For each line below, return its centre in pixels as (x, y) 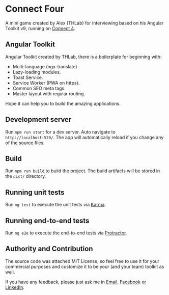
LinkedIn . (15, 287)
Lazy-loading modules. (37, 72)
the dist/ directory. (26, 176)
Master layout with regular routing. (49, 93)
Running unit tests (35, 192)
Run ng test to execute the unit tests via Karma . (55, 205)
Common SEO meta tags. (39, 88)
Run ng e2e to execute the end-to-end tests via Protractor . (66, 233)
